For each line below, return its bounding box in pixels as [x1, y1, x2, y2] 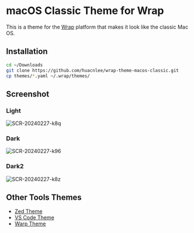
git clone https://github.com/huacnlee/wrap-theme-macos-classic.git [6, 67, 179, 74]
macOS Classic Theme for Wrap [6, 4, 164, 18]
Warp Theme [14, 220, 46, 227]
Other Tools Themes [6, 193, 82, 203]
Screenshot [6, 89, 50, 99]
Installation [6, 47, 48, 57]
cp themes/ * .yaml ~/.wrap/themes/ [6, 73, 91, 79]
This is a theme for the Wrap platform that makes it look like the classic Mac [6, 23, 189, 30]
